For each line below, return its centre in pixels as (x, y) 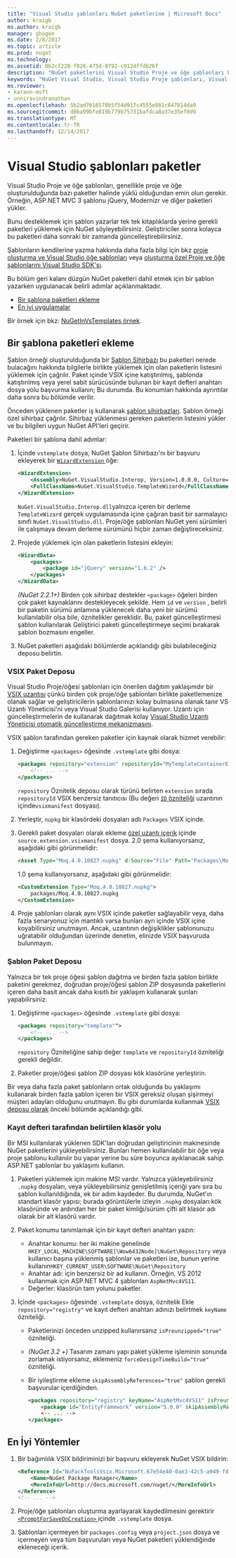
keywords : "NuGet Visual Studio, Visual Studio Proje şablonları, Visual (118, 79)
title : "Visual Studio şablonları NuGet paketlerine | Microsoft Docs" (114, 14)
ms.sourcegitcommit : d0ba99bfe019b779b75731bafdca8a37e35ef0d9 (102, 112)
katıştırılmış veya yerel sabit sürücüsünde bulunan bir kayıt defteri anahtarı (115, 382)
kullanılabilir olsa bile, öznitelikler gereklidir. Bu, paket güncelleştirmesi (119, 617)
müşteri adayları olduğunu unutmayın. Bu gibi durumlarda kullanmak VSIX (113, 1102)
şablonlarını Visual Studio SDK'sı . (55, 265)
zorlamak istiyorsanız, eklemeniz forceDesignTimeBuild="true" (118, 1359)
